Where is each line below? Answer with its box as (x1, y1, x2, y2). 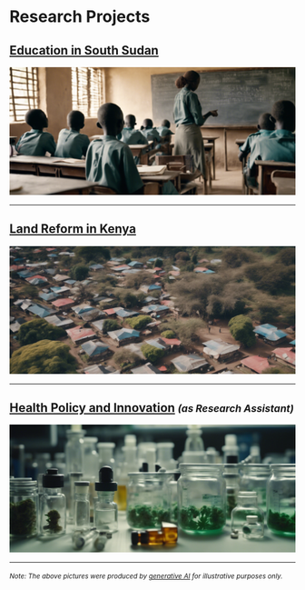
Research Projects (9, 6, 151, 27)
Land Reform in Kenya (9, 221, 136, 237)
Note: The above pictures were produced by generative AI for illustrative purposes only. (9, 572, 283, 581)
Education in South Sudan (9, 43, 159, 58)
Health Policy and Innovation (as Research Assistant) (9, 400, 294, 415)
